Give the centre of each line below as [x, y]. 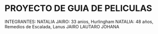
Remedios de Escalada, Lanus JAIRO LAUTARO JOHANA [62, 26]
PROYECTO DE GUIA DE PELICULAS [79, 8]
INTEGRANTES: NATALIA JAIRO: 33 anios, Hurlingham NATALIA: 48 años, [79, 22]
